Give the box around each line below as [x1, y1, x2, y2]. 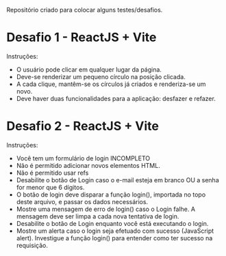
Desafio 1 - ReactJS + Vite [6, 30, 157, 45]
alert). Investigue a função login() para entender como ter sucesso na [16, 233, 213, 242]
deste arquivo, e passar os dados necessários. [16, 197, 149, 205]
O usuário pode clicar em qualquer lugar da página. [16, 65, 162, 74]
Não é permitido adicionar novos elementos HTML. [16, 161, 160, 169]
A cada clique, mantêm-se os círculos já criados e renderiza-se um [16, 80, 206, 88]
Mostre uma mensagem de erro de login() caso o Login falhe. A [16, 205, 196, 213]
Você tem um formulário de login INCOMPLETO [16, 154, 151, 162]
